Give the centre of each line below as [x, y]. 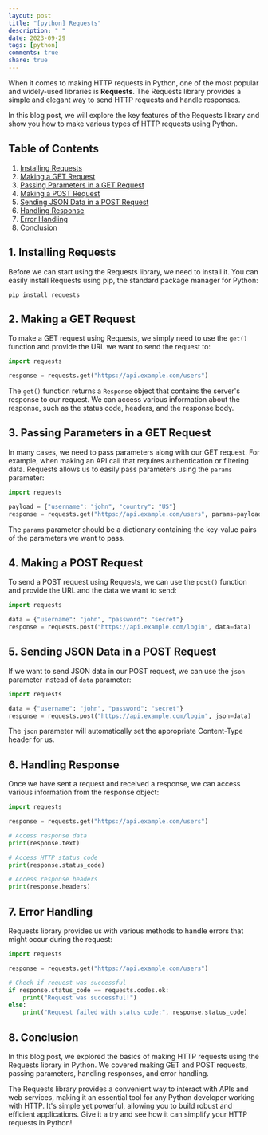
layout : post [30, 16]
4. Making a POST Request [76, 563]
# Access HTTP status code [53, 857]
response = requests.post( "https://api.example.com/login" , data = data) [130, 627]
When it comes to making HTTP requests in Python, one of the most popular [134, 83]
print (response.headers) [49, 887]
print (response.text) [44, 843]
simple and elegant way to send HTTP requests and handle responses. [124, 100]
